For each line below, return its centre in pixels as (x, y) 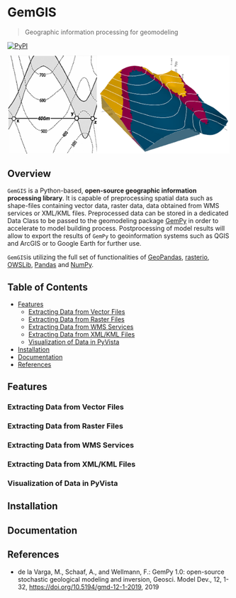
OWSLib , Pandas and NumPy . (51, 265)
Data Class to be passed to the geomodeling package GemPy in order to (113, 221)
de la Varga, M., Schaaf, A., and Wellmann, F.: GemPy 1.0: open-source (121, 572)
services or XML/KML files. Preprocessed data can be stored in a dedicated (118, 213)
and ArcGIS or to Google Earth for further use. (74, 244)
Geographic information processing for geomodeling (101, 32)
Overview (29, 174)
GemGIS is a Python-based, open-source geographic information (102, 191)
